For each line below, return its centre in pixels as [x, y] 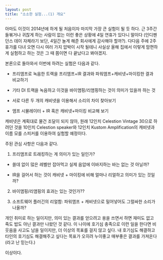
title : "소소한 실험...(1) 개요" [35, 14]
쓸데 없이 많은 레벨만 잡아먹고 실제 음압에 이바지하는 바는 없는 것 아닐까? [81, 164]
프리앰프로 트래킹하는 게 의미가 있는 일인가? [54, 154]
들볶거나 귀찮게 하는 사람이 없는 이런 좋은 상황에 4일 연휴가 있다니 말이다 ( [75, 35]
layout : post [18, 9]
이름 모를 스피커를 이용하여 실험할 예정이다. [46, 133]
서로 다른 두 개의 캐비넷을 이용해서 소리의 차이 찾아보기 [64, 100]
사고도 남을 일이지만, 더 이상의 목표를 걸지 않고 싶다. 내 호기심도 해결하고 [87, 230]
